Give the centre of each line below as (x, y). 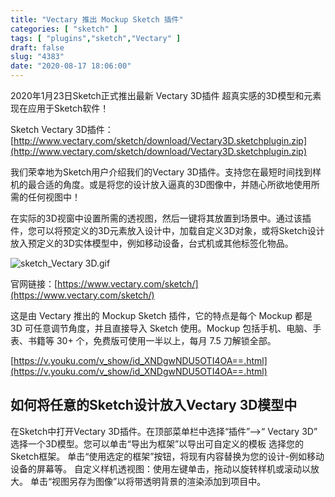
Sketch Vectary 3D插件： (62, 129)
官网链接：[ (34, 284)
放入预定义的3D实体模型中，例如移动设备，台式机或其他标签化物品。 (152, 243)
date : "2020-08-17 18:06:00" (71, 66)
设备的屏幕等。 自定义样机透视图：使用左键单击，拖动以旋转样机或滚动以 (160, 468)
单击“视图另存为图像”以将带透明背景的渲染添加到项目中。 (148, 481)
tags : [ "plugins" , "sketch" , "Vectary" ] (96, 38)
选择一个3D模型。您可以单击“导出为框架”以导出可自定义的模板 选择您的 (157, 443)
